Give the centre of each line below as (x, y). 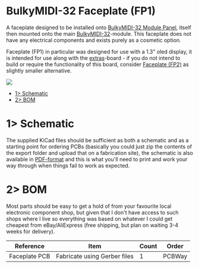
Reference (30, 246)
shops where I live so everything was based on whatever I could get (89, 219)
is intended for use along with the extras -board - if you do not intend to (93, 58)
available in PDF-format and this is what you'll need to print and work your (97, 159)
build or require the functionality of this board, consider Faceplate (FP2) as (97, 64)
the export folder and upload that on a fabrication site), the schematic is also (99, 152)
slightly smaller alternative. (39, 70)
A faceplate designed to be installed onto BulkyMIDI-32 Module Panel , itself (99, 27)
